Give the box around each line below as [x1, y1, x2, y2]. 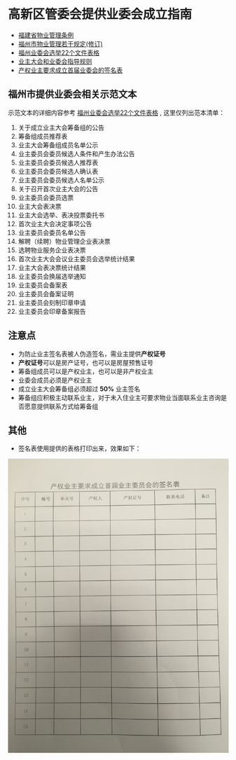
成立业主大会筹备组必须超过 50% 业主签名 [18, 385, 141, 393]
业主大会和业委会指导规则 [18, 57, 92, 65]
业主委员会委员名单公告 [18, 228, 86, 237]
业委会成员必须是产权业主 [18, 375, 92, 384]
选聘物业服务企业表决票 [18, 246, 86, 254]
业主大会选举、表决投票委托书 [18, 211, 104, 219]
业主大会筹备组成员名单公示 [18, 141, 99, 149]
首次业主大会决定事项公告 [18, 219, 92, 228]
